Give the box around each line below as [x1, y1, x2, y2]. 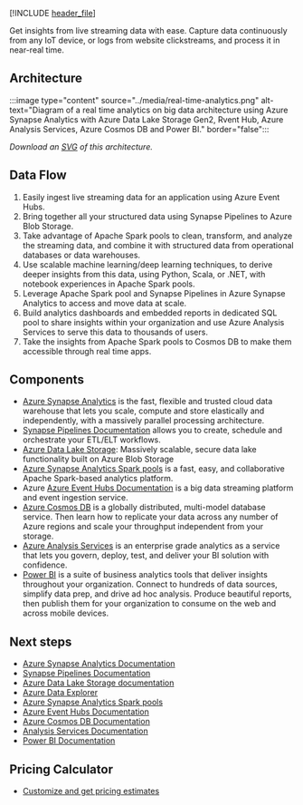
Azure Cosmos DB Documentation [22, 716, 151, 727]
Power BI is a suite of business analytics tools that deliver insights [22, 569, 269, 580]
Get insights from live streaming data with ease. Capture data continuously [9, 25, 288, 35]
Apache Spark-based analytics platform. [22, 473, 174, 484]
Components [9, 372, 84, 388]
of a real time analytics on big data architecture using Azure [65, 104, 289, 115]
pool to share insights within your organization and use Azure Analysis [22, 316, 285, 327]
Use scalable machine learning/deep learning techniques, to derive [22, 258, 273, 270]
